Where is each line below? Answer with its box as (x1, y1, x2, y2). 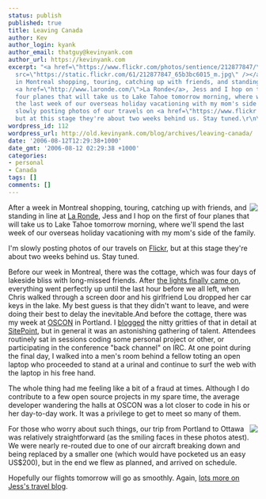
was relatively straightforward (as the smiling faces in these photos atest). (8, 432, 249, 442)
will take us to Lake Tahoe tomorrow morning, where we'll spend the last (8, 219, 245, 229)
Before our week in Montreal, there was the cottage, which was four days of (8, 267, 256, 276)
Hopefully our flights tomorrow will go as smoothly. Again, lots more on (8, 473, 240, 482)
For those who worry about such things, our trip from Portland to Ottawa (8, 424, 245, 433)
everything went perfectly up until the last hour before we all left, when (8, 284, 240, 293)
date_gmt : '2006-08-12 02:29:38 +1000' (8, 144, 140, 152)
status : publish (8, 11, 62, 20)
